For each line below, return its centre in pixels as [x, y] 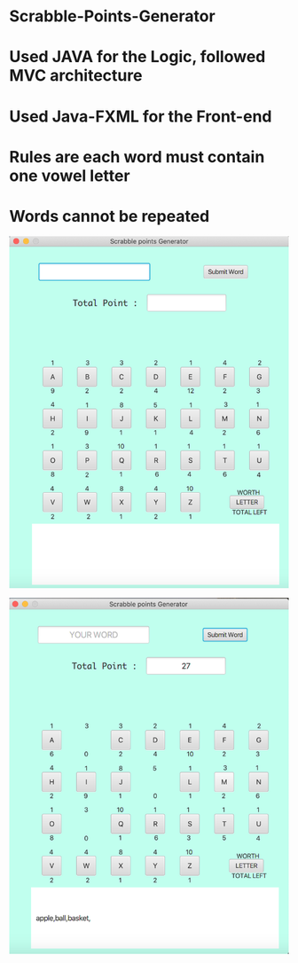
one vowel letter [70, 176]
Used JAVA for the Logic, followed [137, 57]
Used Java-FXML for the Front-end [141, 116]
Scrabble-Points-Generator [112, 16]
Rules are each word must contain [137, 157]
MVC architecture [76, 76]
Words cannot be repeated [110, 216]
